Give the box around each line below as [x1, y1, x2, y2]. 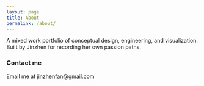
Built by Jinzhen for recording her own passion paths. [6, 43, 142, 51]
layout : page [6, 9, 40, 15]
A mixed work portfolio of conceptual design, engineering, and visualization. [6, 37, 199, 45]
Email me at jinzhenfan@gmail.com [6, 73, 95, 80]
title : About [6, 15, 40, 21]
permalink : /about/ [6, 20, 56, 26]
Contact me [6, 59, 42, 67]
